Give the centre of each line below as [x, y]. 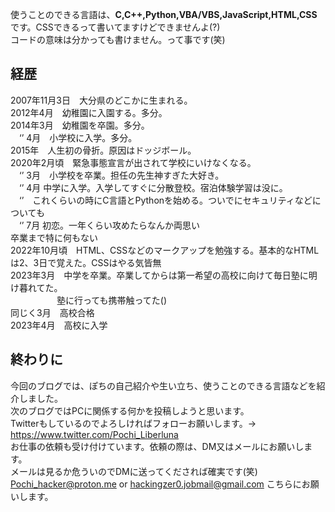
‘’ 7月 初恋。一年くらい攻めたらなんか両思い [109, 225]
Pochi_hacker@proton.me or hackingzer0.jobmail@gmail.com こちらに [156, 484]
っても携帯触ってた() [125, 300]
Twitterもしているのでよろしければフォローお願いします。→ [133, 423]
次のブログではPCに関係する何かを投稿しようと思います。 [130, 410]
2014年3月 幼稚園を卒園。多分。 [80, 125]
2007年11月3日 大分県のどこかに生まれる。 [101, 100]
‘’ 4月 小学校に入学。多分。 [78, 137]
